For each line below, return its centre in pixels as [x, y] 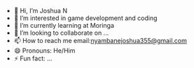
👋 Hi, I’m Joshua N [41, 11]
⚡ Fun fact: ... [33, 58]
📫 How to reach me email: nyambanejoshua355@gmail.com [100, 41]
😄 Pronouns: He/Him [44, 51]
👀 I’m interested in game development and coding [85, 18]
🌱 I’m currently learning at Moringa [64, 25]
